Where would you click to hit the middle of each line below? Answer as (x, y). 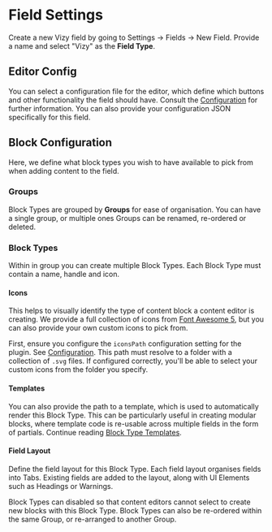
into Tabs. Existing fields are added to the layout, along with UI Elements (129, 478)
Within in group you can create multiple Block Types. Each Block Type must (135, 266)
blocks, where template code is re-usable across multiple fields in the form (134, 423)
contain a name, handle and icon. (64, 275)
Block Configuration (60, 143)
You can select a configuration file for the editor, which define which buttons (136, 91)
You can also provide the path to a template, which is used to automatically (134, 406)
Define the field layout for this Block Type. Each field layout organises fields (135, 469)
